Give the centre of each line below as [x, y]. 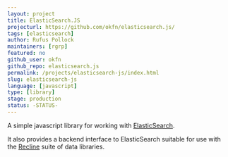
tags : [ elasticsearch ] [41, 33]
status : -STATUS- [33, 106]
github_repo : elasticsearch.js [53, 66]
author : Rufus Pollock [41, 40]
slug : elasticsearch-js [42, 79]
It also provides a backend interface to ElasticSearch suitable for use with [114, 139]
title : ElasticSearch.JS [44, 20]
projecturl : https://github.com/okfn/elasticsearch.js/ [91, 27]
